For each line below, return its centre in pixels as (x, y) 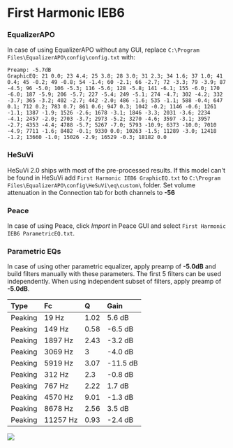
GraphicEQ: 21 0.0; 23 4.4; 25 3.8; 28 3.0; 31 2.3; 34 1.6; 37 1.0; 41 (115, 76)
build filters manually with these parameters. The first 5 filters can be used (114, 274)
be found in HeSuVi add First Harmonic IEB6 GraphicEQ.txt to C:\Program (114, 178)
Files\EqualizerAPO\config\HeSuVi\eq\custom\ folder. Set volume (102, 185)
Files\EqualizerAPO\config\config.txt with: (72, 57)
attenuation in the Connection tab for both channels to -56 (91, 192)
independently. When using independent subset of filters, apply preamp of (114, 282)
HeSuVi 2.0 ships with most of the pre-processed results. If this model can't (116, 170)
